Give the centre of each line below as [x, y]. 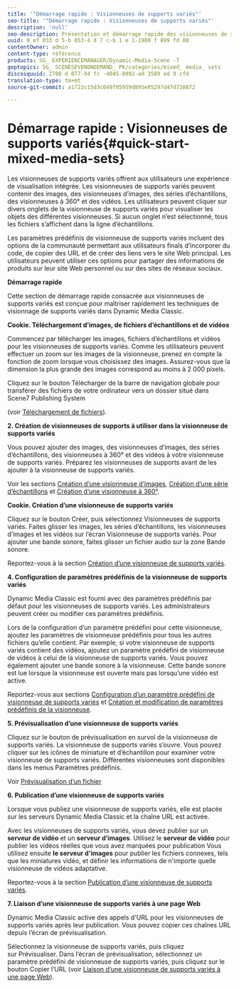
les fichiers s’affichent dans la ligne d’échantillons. [81, 224]
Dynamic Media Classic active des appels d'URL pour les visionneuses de [116, 917]
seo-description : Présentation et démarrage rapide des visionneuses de [117, 34]
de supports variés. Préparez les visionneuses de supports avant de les [112, 463]
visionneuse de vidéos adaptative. [58, 869]
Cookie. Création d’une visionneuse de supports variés [90, 505]
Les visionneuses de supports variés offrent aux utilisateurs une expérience [118, 178]
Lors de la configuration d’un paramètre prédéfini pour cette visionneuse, [115, 627]
